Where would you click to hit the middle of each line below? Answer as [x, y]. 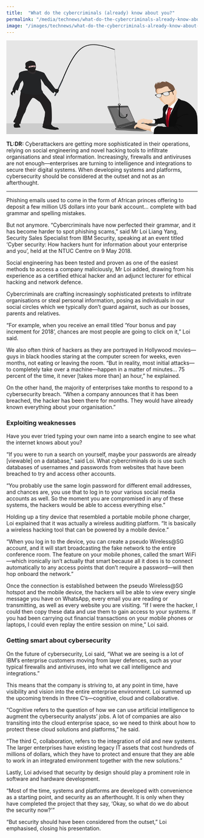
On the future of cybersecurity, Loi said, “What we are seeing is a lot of [95, 654]
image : [15, 26]
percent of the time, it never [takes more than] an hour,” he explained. [93, 375]
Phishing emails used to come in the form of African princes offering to [95, 200]
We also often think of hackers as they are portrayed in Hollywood [89, 350]
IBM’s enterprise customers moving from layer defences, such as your [94, 660]
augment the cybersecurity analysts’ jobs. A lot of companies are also [93, 716]
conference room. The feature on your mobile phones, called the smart [95, 555]
